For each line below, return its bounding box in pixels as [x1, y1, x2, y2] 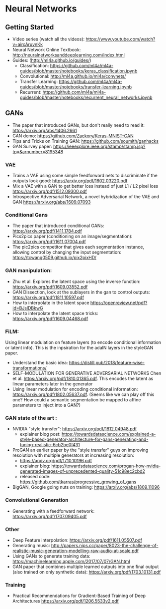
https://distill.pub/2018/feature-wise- [69, 360, 145, 365]
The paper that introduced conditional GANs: [12, 223, 104, 229]
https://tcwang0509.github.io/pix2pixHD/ [12, 255, 97, 261]
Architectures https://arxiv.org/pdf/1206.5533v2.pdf [12, 598, 119, 604]
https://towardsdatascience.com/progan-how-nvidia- [51, 463, 161, 469]
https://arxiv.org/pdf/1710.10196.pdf [19, 458, 92, 464]
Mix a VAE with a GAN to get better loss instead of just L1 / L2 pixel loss [12, 183, 159, 189]
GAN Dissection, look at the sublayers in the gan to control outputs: [12, 289, 150, 295]
